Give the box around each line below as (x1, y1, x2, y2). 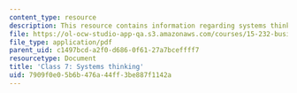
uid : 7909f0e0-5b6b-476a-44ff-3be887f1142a (9, 71, 172, 80)
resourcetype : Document (9, 54, 97, 63)
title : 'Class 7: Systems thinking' (9, 63, 144, 72)
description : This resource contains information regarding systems (9, 21, 267, 30)
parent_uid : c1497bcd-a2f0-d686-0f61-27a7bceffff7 (9, 46, 200, 55)
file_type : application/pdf (9, 37, 113, 47)
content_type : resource (9, 12, 97, 22)
